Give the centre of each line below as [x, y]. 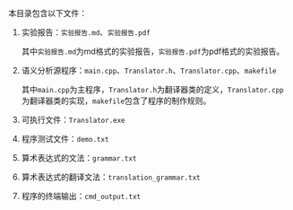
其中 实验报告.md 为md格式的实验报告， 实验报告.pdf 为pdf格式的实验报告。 [153, 51]
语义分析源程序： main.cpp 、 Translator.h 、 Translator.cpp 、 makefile [149, 70]
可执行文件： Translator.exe [73, 120]
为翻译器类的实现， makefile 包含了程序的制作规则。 [116, 101]
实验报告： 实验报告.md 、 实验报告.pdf [86, 32]
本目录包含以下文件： [47, 13]
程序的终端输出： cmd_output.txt [81, 196]
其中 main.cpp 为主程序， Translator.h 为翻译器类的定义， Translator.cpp [152, 89]
